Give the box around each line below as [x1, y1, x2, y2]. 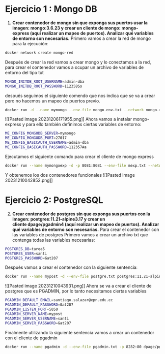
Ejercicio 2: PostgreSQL [5, 194, 104, 205]
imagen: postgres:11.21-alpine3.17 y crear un [12, 216, 106, 222]
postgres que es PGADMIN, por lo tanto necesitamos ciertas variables [5, 288, 147, 294]
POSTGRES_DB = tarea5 [5, 246, 45, 252]
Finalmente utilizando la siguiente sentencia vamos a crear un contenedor [5, 329, 155, 335]
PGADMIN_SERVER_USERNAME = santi [5, 316, 69, 321]
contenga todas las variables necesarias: [12, 237, 95, 243]
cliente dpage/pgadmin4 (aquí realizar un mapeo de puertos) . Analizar [12, 221, 160, 227]
